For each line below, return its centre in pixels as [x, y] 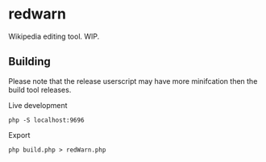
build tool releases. [40, 89]
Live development [38, 105]
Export [19, 135]
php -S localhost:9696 [46, 120]
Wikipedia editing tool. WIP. [54, 36]
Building [29, 62]
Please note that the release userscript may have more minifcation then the [133, 81]
